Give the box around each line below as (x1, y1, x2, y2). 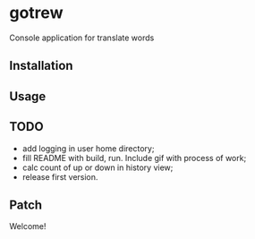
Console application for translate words (9, 32, 155, 43)
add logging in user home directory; (21, 142, 155, 154)
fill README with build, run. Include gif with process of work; (21, 152, 247, 163)
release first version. (21, 171, 98, 182)
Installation (9, 58, 73, 73)
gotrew (9, 3, 64, 23)
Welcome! (9, 221, 47, 232)
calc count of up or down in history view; (21, 162, 174, 173)
